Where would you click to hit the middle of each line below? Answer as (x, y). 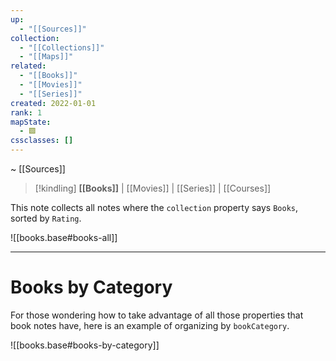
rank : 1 (26, 112)
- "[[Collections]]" (62, 47)
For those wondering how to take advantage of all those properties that (157, 315)
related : (28, 66)
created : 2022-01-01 (53, 103)
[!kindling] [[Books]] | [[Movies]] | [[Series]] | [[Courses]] (153, 188)
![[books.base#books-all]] (64, 237)
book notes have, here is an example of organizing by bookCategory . (150, 325)
